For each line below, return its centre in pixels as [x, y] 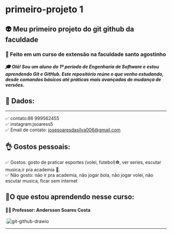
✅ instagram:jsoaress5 [29, 124]
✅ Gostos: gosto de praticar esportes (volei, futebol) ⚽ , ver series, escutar [83, 162]
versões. [15, 85]
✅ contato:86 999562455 [33, 118]
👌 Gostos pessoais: [38, 147]
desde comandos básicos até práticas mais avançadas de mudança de [83, 80]
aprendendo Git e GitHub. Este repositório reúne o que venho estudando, [84, 74]
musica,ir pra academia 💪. [33, 169]
